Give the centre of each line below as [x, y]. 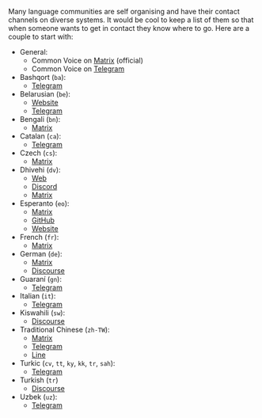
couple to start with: [41, 36]
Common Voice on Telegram [78, 69]
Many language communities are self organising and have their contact [124, 11]
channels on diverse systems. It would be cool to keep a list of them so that [131, 20]
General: [34, 52]
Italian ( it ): [38, 296]
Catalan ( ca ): [40, 136]
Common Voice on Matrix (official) [87, 60]
